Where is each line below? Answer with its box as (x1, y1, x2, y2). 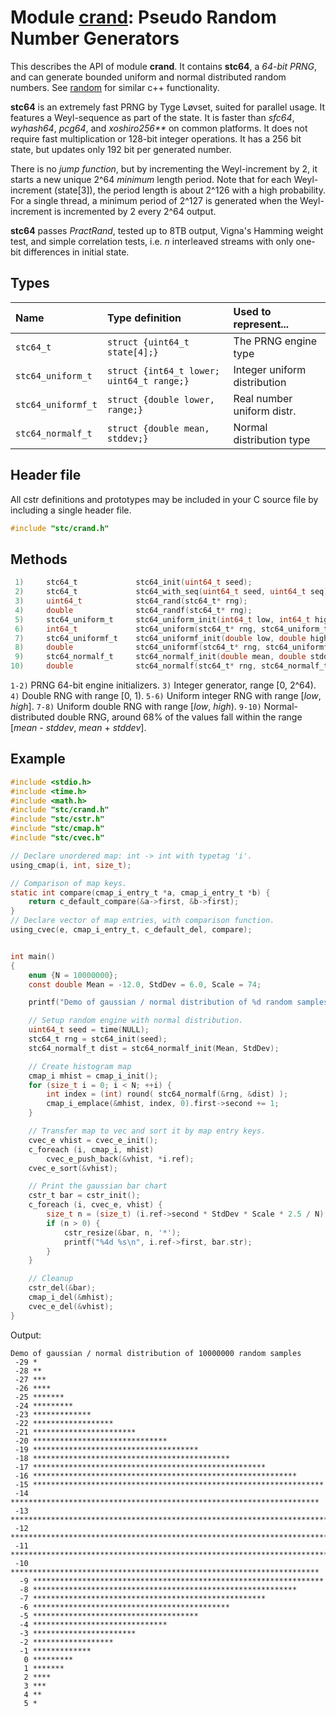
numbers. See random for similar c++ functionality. (10, 81, 220, 93)
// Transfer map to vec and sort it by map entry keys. (28, 1126, 267, 1136)
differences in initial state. (23, 246, 130, 258)
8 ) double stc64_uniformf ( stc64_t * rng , (14, 642, 262, 653)
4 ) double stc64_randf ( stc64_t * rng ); (14, 605, 253, 615)
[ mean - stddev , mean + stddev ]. (10, 722, 147, 733)
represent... (233, 317, 290, 331)
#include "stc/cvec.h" (10, 833, 105, 843)
